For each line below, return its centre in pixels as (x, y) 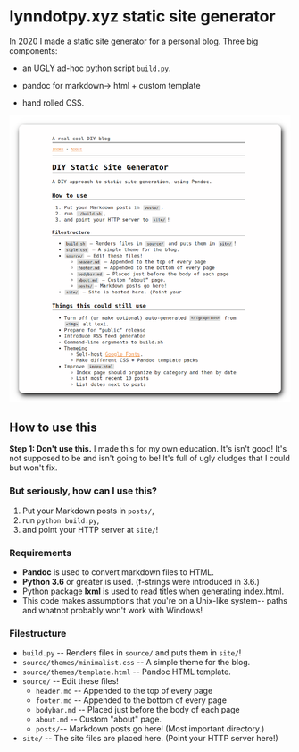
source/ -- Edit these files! (70, 681)
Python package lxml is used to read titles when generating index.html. (153, 591)
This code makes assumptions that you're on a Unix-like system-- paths (155, 601)
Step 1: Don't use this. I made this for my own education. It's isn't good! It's (148, 449)
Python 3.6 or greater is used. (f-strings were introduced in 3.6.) (141, 582)
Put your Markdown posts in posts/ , (88, 511)
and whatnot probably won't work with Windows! (112, 611)
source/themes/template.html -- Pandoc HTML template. (127, 672)
